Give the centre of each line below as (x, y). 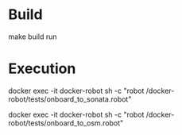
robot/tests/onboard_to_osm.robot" (66, 123)
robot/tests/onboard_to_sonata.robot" (70, 99)
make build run (33, 37)
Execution (42, 69)
